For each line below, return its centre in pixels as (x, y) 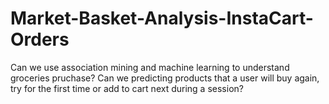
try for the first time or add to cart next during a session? (127, 88)
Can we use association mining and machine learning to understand (150, 67)
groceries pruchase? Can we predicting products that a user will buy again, (165, 78)
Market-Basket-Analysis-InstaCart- (162, 18)
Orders (40, 39)
